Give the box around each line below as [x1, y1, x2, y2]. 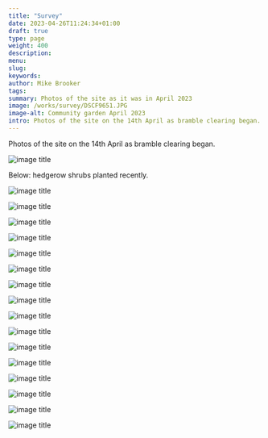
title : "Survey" [8, 11, 63, 20]
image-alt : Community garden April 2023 [8, 110, 146, 118]
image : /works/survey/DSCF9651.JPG [8, 102, 128, 110]
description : [8, 49, 52, 57]
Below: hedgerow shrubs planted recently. [8, 170, 149, 180]
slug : [8, 65, 27, 73]
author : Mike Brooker [8, 79, 81, 87]
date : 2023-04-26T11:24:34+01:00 [8, 19, 121, 27]
